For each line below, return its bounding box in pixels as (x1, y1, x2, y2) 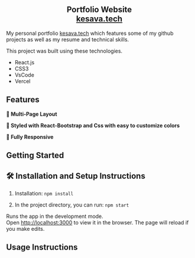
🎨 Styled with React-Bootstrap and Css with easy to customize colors (6, 122, 180, 129)
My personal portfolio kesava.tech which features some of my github (6, 30, 174, 37)
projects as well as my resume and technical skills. (6, 35, 129, 43)
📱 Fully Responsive (6, 133, 54, 141)
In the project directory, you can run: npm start (14, 201, 129, 208)
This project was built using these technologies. (6, 47, 123, 54)
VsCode (14, 71, 34, 79)
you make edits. (6, 225, 45, 232)
